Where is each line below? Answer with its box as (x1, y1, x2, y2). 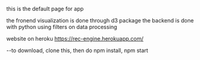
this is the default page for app (6, 5, 84, 12)
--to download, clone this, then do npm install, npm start (6, 47, 149, 54)
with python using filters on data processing (6, 24, 117, 30)
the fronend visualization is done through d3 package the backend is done (6, 17, 194, 24)
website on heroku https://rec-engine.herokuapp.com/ (6, 35, 144, 42)
